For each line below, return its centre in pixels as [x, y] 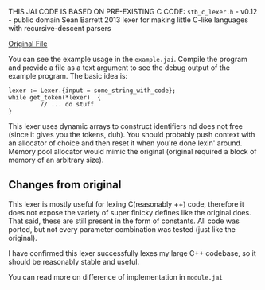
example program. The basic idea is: [68, 76]
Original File [28, 44]
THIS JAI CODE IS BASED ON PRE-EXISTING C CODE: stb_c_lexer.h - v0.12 [133, 12]
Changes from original [65, 185]
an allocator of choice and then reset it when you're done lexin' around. [125, 143]
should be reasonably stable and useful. [74, 261]
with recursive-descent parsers [60, 28]
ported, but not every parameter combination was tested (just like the [122, 229]
